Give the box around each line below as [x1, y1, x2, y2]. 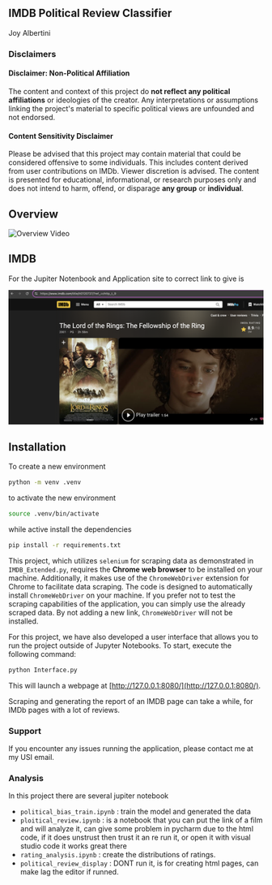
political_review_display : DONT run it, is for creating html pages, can [19, 858, 259, 868]
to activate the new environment [8, 493, 116, 503]
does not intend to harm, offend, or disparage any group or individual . [8, 183, 244, 193]
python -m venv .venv [8, 478, 82, 486]
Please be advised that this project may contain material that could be [8, 149, 241, 159]
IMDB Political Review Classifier [8, 6, 172, 20]
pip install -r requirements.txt [8, 542, 121, 550]
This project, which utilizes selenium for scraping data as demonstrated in [8, 556, 254, 565]
